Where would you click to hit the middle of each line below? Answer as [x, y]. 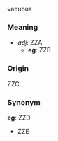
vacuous [20, 9]
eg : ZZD [19, 118]
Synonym [24, 102]
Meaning [23, 27]
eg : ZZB [39, 50]
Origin [18, 69]
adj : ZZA [30, 43]
